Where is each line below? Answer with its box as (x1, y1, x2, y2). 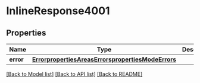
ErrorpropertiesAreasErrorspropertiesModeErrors (32, 55, 177, 63)
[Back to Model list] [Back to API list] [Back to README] (6, 71, 143, 78)
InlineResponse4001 (6, 4, 110, 18)
